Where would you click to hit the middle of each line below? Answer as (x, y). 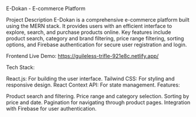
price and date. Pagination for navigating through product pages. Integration (98, 102)
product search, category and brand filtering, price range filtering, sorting (95, 38)
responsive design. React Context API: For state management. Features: (93, 85)
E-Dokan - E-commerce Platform (46, 8)
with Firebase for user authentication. (51, 109)
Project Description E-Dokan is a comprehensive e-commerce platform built (98, 20)
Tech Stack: (21, 67)
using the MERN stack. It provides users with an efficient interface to (89, 26)
